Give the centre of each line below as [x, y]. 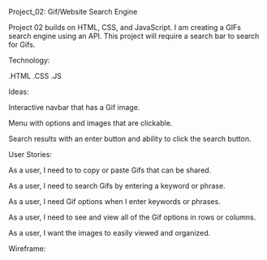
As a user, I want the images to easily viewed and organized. [110, 233]
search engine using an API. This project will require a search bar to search [134, 36]
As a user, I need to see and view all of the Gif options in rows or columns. [132, 217]
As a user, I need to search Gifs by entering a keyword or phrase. [117, 186]
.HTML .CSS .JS [35, 76]
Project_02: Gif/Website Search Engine [73, 12]
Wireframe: [27, 249]
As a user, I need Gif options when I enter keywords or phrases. [114, 201]
